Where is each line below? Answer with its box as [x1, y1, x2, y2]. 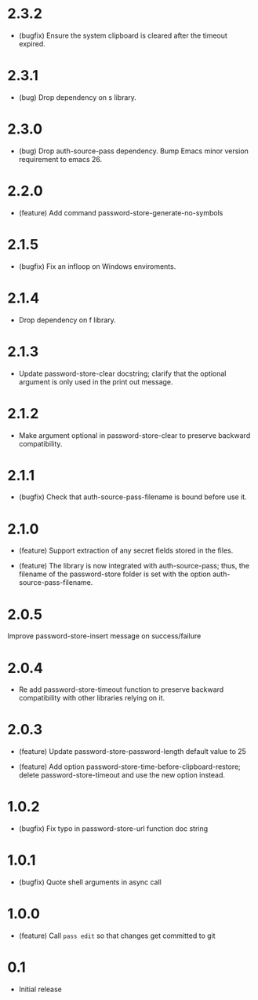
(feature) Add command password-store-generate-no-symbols [18, 208, 223, 217]
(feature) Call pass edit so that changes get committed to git [18, 931, 216, 940]
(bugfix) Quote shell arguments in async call [18, 877, 162, 887]
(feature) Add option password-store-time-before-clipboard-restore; [18, 762, 241, 771]
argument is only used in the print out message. [18, 377, 173, 386]
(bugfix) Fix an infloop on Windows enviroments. [18, 261, 176, 271]
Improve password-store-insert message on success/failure [7, 631, 202, 641]
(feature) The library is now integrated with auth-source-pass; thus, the [18, 561, 250, 571]
